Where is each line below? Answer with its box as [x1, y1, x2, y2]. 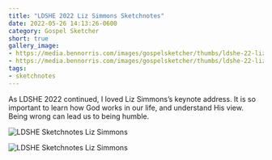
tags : [8, 65, 27, 73]
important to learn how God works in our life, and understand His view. [8, 103, 244, 112]
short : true [8, 34, 49, 43]
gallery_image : [8, 42, 60, 50]
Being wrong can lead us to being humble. [8, 111, 150, 121]
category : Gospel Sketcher [8, 27, 100, 35]
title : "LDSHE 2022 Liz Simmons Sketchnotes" [8, 11, 164, 20]
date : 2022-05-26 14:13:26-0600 [8, 19, 117, 27]
